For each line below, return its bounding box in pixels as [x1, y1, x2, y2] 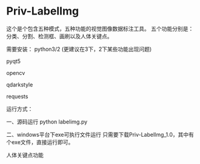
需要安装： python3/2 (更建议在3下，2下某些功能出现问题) [6, 45, 152, 53]
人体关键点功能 [6, 151, 44, 159]
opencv [6, 69, 25, 76]
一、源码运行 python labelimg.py [6, 118, 88, 125]
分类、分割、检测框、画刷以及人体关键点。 [6, 32, 113, 40]
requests [6, 93, 28, 100]
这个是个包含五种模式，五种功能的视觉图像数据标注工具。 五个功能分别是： [6, 25, 194, 32]
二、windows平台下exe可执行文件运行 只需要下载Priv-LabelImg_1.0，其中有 [6, 131, 195, 138]
